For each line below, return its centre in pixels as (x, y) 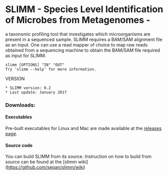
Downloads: (20, 105)
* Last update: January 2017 (36, 92)
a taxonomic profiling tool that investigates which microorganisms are (78, 34)
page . (11, 134)
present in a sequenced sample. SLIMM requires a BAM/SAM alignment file (84, 39)
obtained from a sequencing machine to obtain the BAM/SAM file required (83, 50)
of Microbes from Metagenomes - (78, 20)
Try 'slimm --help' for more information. (51, 69)
